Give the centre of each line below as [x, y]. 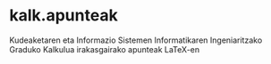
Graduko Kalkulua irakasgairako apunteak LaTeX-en [105, 49]
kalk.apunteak [64, 16]
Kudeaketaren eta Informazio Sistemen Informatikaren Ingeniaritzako [136, 40]
